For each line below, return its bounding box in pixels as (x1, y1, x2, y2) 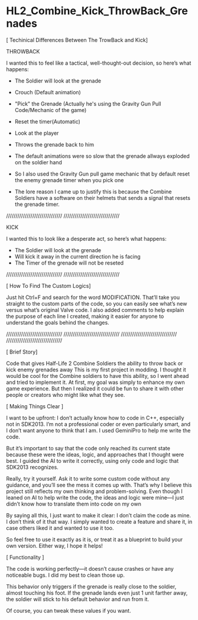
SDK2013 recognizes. (6, 463, 59, 470)
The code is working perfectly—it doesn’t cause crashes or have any (6, 565, 174, 572)
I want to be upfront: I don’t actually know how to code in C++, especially (6, 414, 184, 421)
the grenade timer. (14, 201, 60, 208)
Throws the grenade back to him (14, 141, 95, 148)
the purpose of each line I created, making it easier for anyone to (6, 313, 164, 320)
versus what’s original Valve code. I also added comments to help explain (6, 306, 184, 313)
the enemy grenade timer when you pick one (14, 176, 124, 183)
